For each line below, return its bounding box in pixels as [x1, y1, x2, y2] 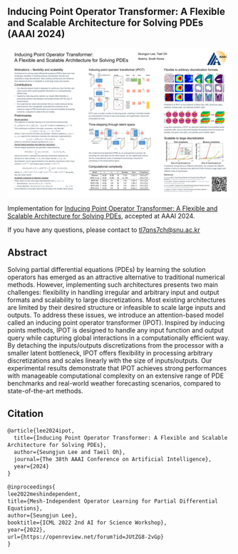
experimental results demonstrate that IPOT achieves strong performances [7, 364, 227, 373]
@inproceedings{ [7, 483, 56, 491]
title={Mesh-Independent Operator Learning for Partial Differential [7, 498, 219, 505]
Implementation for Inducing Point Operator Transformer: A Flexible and [7, 204, 218, 213]
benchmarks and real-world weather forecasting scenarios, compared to [7, 379, 221, 388]
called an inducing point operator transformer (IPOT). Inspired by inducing [7, 318, 225, 327]
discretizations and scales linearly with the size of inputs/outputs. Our [7, 356, 212, 365]
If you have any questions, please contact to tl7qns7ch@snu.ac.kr [7, 226, 201, 234]
